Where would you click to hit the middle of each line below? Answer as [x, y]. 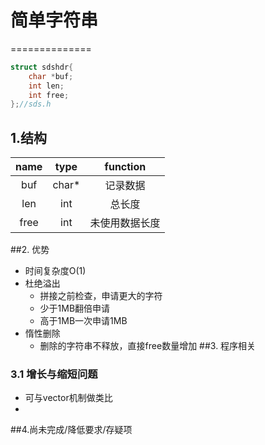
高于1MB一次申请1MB [83, 321]
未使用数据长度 [125, 223]
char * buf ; [51, 76]
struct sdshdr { [42, 67]
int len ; [46, 86]
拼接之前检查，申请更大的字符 [101, 296]
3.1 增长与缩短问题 [54, 374]
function [125, 167]
